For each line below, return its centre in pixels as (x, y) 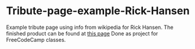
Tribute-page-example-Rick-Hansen (98, 11)
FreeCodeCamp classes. (36, 40)
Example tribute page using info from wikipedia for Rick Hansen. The (90, 27)
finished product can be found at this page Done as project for (82, 33)
